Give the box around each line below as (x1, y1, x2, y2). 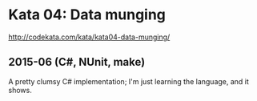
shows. (8, 85, 32, 95)
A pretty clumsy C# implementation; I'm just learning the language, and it (8, 76, 250, 86)
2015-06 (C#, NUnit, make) (8, 55, 146, 69)
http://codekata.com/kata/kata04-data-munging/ (8, 32, 171, 42)
